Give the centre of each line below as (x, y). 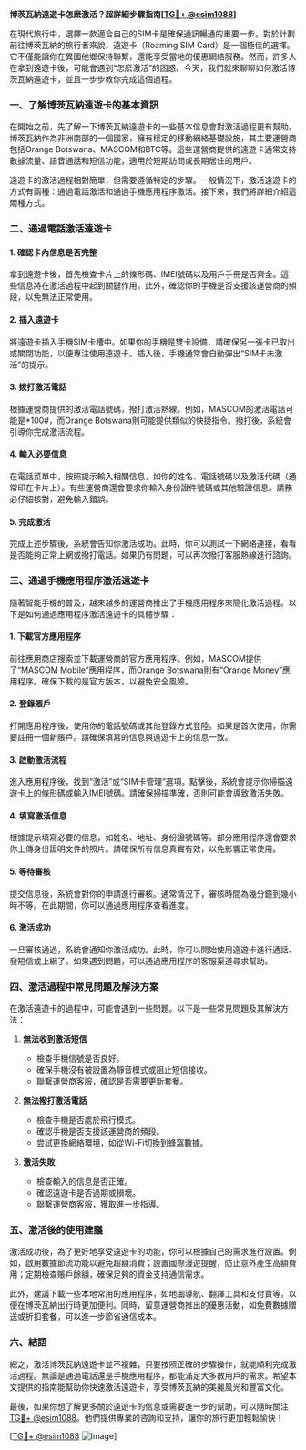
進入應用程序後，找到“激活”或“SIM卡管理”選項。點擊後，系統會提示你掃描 (148, 782)
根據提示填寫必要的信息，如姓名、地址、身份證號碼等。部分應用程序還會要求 (153, 838)
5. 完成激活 (30, 521)
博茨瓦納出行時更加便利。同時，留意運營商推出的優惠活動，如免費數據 (157, 1305)
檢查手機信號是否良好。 (80, 1059)
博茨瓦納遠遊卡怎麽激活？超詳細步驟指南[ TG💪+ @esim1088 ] (123, 14)
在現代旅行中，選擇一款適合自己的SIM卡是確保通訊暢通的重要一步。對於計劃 (153, 34)
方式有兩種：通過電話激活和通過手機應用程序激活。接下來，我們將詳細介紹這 (153, 191)
